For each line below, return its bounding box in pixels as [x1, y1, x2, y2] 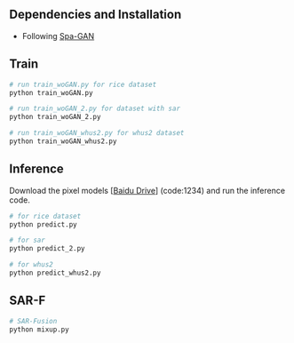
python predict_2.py [9, 244, 86, 253]
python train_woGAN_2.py [9, 113, 101, 122]
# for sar [9, 235, 46, 245]
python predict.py [9, 219, 77, 229]
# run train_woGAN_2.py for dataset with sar [9, 104, 180, 114]
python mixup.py [9, 324, 69, 334]
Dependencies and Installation [9, 7, 182, 22]
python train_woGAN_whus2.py [9, 137, 117, 146]
